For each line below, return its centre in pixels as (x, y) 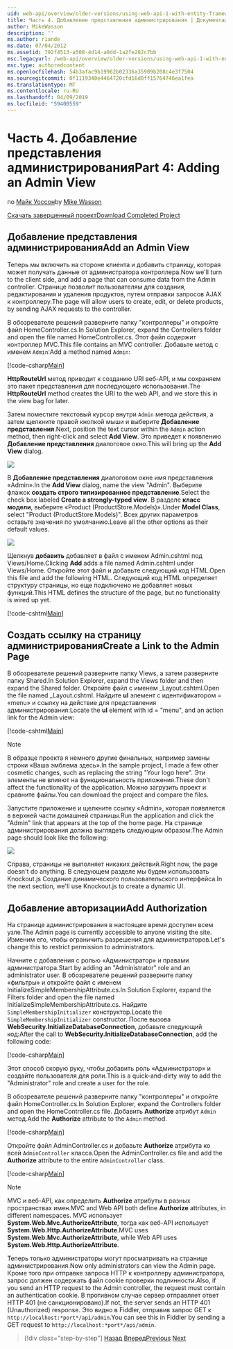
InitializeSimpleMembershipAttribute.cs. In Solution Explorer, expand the (109, 990)
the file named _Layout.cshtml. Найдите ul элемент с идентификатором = (114, 695)
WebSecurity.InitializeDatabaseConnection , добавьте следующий (105, 1027)
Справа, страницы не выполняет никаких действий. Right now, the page (113, 864)
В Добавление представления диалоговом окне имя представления (110, 477)
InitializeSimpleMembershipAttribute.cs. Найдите (77, 1005)
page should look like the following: (58, 838)
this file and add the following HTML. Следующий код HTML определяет (113, 577)
